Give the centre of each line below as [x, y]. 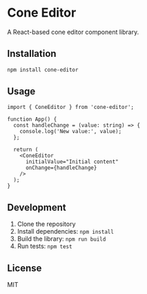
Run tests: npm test [45, 246]
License [24, 268]
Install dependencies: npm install [65, 232]
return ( [26, 150]
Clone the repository [46, 224]
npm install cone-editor [43, 70]
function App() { [32, 119]
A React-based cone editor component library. [73, 32]
